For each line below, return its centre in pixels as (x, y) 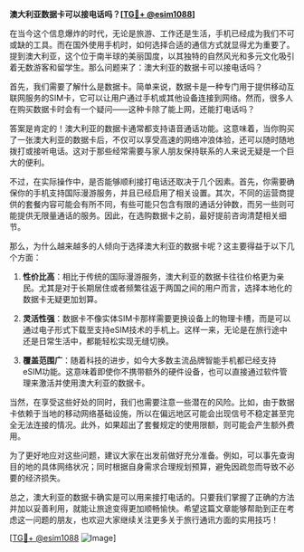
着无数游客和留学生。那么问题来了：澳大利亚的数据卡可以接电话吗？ (136, 67)
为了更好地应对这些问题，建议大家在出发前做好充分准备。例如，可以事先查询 (152, 455)
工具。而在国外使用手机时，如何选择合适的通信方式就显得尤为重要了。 (164, 45)
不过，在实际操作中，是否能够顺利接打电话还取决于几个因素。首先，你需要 (148, 181)
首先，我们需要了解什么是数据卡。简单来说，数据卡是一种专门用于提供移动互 (152, 86)
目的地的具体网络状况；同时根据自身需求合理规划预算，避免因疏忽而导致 (144, 466)
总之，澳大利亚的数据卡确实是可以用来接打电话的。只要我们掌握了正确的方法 (152, 497)
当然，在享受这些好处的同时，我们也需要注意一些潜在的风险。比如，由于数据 (152, 402)
